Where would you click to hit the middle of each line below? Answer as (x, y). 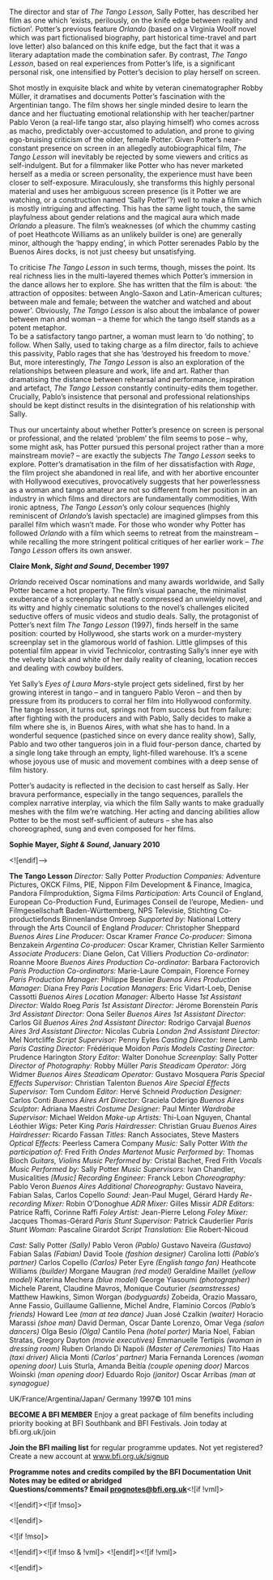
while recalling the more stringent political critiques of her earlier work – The (136, 542)
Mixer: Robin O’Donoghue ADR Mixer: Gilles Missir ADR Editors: (149, 1203)
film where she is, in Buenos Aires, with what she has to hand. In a (119, 727)
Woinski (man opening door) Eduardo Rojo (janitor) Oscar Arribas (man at (132, 1374)
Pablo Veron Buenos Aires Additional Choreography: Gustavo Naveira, (126, 1186)
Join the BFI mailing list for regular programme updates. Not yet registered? (136, 1447)
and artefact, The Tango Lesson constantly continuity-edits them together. (134, 388)
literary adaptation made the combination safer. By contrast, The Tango (128, 55)
